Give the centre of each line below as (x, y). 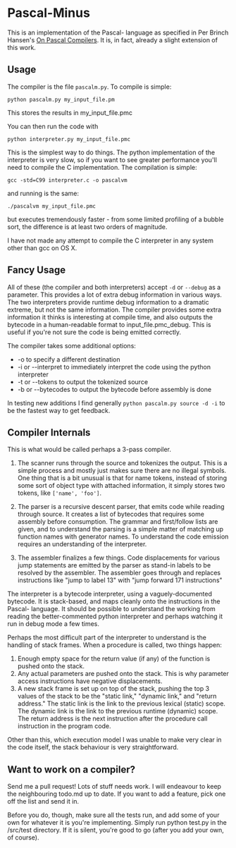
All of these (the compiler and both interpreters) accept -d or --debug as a (114, 287)
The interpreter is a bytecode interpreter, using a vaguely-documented (110, 594)
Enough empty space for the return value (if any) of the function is (114, 659)
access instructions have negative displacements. (90, 681)
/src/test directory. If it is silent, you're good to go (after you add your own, (116, 830)
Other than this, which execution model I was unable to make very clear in (114, 740)
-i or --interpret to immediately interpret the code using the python (114, 367)
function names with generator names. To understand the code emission (123, 536)
